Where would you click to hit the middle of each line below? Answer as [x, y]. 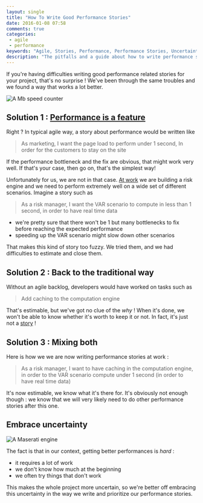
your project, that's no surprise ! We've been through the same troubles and [101, 80]
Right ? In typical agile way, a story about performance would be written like [101, 132]
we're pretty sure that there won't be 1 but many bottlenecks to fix [97, 223]
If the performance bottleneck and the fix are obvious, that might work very [100, 162]
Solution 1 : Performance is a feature [76, 117]
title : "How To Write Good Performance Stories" [69, 18]
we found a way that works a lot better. [55, 87]
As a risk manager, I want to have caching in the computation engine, [107, 368]
